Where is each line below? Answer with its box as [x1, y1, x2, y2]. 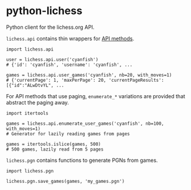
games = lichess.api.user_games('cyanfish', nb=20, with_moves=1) [6, 72, 172, 78]
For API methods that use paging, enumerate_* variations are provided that [6, 92, 186, 99]
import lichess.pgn [6, 168, 54, 174]
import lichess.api [6, 46, 54, 52]
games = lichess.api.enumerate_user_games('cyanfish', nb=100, [6, 121, 165, 126]
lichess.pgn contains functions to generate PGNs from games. [6, 156, 158, 164]
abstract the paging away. [6, 99, 69, 106]
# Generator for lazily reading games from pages [6, 131, 130, 136]
